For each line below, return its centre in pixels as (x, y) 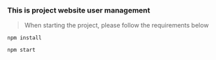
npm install (24, 38)
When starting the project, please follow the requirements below (116, 26)
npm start (22, 50)
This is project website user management (79, 10)
